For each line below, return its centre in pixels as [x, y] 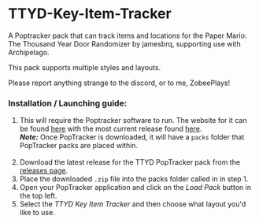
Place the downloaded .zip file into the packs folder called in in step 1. [134, 179]
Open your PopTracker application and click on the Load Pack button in [135, 188]
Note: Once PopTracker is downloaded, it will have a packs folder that [132, 137]
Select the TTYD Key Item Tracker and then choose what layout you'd [133, 204]
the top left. [38, 196]
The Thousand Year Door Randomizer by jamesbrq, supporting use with [125, 43]
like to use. [37, 213]
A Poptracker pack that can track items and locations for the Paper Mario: [128, 35]
